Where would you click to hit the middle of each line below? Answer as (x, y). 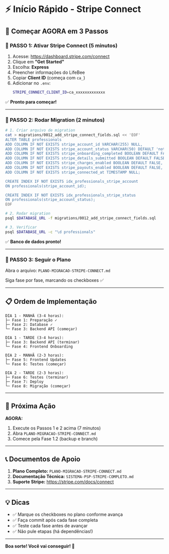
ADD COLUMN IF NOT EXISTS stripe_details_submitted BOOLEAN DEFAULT (78, 158)
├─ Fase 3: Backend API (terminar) (43, 342)
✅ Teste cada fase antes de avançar (50, 526)
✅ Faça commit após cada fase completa (55, 520)
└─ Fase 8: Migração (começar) (38, 386)
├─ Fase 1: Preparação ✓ (31, 320)
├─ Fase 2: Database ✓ (29, 324)
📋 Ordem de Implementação (51, 302)
